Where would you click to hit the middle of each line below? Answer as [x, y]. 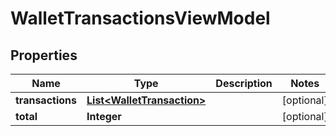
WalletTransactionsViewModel [140, 18]
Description [244, 83]
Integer [104, 116]
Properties [44, 55]
